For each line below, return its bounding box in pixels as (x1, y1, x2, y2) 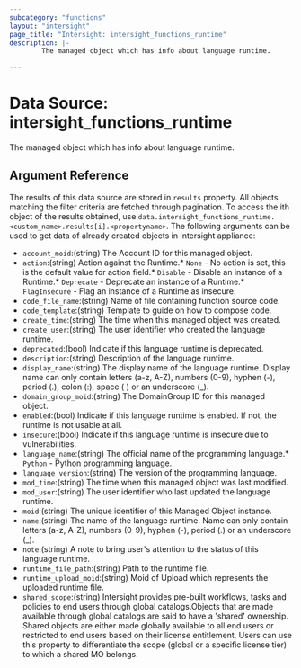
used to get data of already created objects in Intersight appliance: (9, 230, 256, 241)
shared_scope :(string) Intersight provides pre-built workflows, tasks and (22, 591, 288, 602)
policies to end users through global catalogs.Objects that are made (22, 601, 274, 611)
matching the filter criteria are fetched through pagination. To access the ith (9, 201, 290, 212)
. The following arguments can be (165, 220, 290, 231)
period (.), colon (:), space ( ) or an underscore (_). (22, 381, 209, 392)
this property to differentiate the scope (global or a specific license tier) (22, 639, 288, 650)
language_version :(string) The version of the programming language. (22, 467, 277, 477)
